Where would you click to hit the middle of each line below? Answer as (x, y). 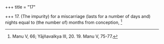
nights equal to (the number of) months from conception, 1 (64, 22)
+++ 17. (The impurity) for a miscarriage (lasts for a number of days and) (78, 16)
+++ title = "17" (20, 7)
